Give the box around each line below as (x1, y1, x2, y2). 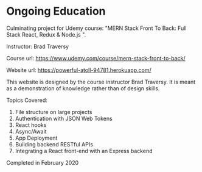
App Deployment (15, 134, 58, 142)
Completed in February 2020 (6, 159, 79, 166)
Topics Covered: (6, 96, 47, 104)
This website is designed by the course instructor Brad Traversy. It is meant (6, 78, 196, 85)
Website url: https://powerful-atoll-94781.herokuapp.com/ (6, 66, 151, 74)
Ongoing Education (6, 4, 106, 18)
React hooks (15, 121, 47, 129)
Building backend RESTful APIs (15, 140, 93, 148)
